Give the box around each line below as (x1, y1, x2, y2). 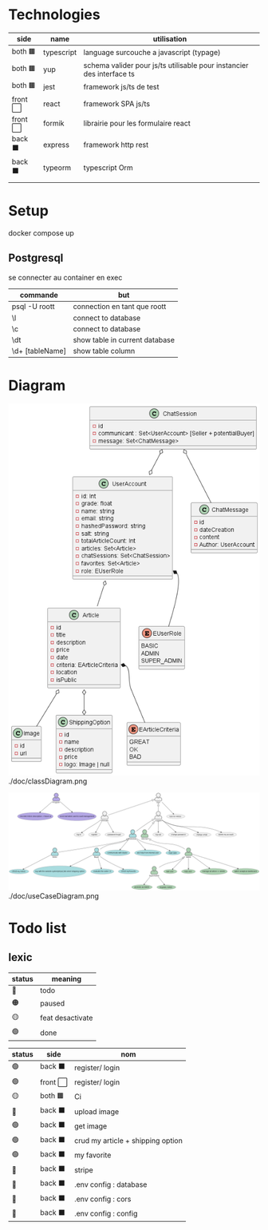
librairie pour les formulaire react (83, 118, 191, 129)
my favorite (74, 1150, 112, 1160)
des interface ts (83, 69, 136, 78)
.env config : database (74, 1180, 148, 1189)
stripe (74, 1165, 93, 1175)
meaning (51, 974, 82, 984)
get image (74, 1121, 108, 1131)
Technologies (8, 6, 101, 24)
